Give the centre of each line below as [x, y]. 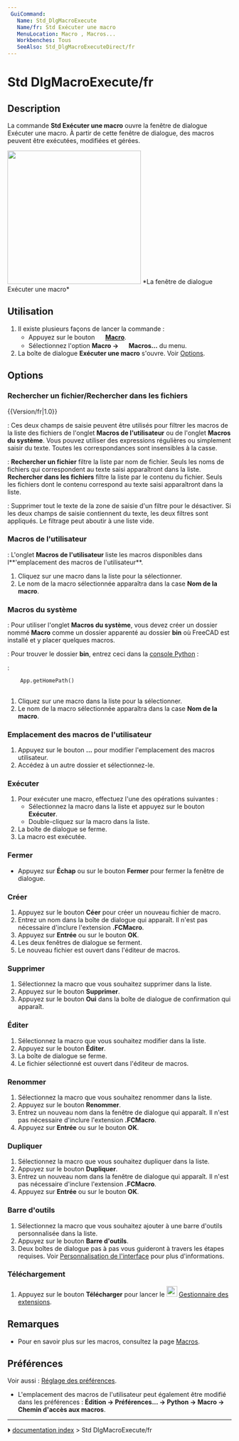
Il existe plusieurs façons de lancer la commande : [91, 329]
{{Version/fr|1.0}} [33, 411]
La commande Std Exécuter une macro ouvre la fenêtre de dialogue [107, 126]
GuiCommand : [28, 14]
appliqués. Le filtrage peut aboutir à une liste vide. [81, 521]
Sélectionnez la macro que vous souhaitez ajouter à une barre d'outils [120, 1225]
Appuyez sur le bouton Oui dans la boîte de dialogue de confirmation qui [124, 999]
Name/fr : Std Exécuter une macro [66, 27]
